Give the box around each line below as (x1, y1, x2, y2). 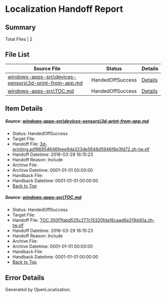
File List (5, 50, 30, 59)
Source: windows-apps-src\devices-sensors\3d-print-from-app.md (5, 118, 149, 124)
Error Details (5, 273, 44, 282)
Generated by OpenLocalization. (5, 286, 71, 292)
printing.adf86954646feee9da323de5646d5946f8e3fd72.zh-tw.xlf (12, 147, 150, 152)
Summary (5, 23, 36, 32)
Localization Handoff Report (5, 3, 124, 15)
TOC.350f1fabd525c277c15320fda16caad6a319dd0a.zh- (40, 217, 155, 223)
